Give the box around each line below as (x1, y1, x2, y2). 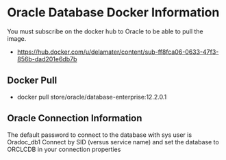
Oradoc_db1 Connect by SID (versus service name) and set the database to (7, 138, 219, 146)
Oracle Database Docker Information (7, 5, 220, 20)
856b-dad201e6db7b (16, 54, 77, 63)
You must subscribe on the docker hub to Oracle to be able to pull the (7, 27, 203, 35)
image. (7, 34, 27, 42)
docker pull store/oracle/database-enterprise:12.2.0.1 (16, 93, 167, 101)
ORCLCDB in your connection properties (7, 145, 121, 153)
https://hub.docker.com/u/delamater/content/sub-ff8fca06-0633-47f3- (16, 48, 219, 56)
